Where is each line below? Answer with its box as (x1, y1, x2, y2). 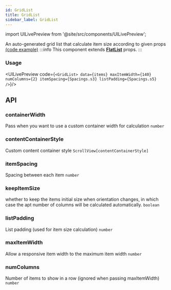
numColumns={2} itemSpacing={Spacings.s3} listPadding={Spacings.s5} (5, 76, 157, 82)
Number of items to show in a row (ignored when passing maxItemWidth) (5, 275, 160, 281)
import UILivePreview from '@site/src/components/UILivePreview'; (5, 31, 147, 37)
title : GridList (5, 12, 40, 17)
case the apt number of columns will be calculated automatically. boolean (5, 202, 160, 208)
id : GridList (5, 7, 33, 13)
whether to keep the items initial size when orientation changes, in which (5, 196, 159, 203)
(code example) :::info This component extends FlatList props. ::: (5, 47, 142, 53)
